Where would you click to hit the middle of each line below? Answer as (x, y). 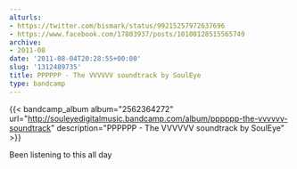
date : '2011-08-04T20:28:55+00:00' (75, 59)
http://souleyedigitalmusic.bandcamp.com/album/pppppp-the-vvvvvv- (157, 118)
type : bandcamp (37, 84)
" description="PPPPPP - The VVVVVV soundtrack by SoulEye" (168, 128)
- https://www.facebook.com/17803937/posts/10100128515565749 (127, 34)
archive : (25, 42)
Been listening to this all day (61, 154)
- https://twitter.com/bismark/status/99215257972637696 (117, 26)
